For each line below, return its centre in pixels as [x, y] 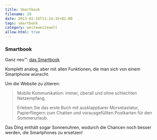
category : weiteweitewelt [31, 28]
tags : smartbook [21, 23]
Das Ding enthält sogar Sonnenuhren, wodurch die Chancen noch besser [78, 127]
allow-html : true [23, 32]
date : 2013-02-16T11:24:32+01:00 [39, 18]
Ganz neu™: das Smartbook [32, 60]
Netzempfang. [31, 98]
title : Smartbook [23, 9]
